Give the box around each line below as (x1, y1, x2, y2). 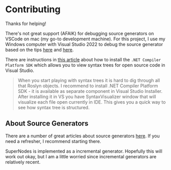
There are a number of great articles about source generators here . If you (5, 133, 160, 139)
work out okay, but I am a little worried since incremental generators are (5, 153, 157, 159)
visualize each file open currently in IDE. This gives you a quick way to (17, 99, 166, 105)
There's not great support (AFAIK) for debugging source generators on (5, 30, 154, 36)
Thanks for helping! (5, 20, 46, 27)
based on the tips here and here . (5, 46, 74, 53)
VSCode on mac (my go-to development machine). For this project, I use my (5, 36, 166, 42)
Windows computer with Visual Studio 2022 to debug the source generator (5, 41, 163, 47)
